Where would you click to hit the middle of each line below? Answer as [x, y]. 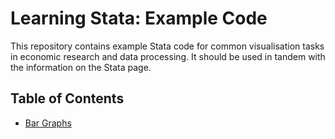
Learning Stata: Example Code [139, 18]
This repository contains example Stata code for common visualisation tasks [167, 46]
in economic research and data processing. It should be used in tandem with [168, 56]
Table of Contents [67, 98]
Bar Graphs [48, 123]
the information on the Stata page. [81, 67]
